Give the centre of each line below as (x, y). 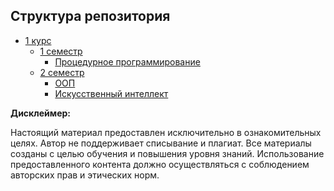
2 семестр (62, 72)
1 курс (38, 40)
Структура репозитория (90, 16)
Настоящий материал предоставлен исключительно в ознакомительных (166, 132)
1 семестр (61, 51)
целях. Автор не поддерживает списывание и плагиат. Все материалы (161, 143)
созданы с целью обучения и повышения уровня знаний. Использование (167, 153)
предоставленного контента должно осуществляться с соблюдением (160, 164)
